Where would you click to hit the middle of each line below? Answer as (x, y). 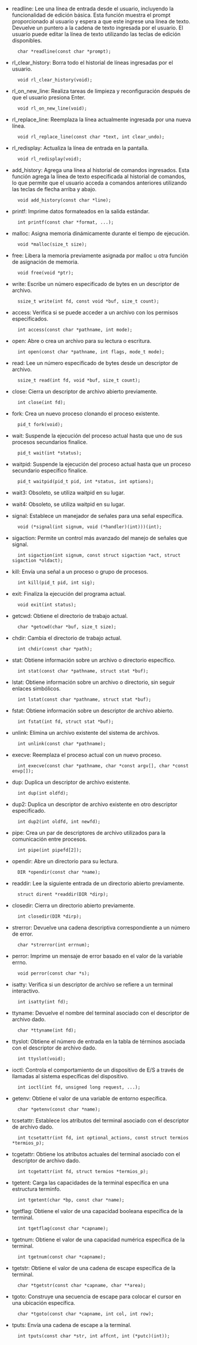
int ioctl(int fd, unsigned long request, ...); (79, 1087)
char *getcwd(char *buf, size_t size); (67, 627)
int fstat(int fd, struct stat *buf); (66, 722)
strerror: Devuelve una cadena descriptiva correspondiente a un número (101, 928)
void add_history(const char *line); (64, 200)
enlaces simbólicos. (36, 688)
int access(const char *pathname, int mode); (75, 330)
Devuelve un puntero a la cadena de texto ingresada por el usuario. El (97, 28)
